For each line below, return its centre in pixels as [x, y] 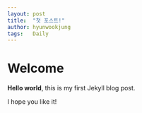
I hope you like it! [32, 102]
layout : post [26, 14]
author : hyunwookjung [39, 27]
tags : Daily [28, 34]
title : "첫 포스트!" [36, 20]
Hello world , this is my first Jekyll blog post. [71, 88]
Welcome [36, 69]
